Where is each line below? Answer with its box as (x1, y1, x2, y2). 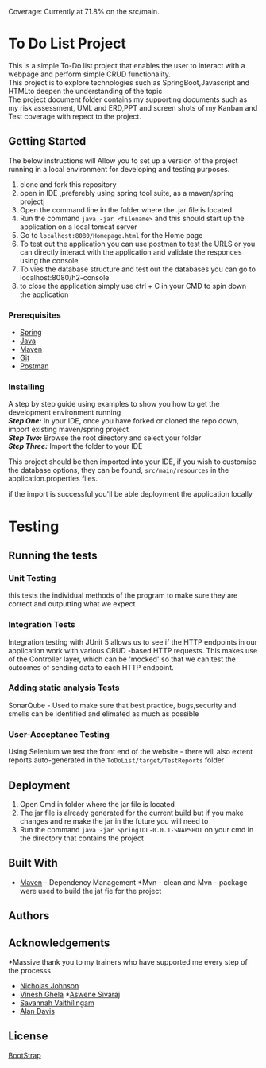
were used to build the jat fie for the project (19, 886, 162, 895)
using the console (19, 255, 79, 265)
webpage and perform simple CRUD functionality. (8, 69, 171, 79)
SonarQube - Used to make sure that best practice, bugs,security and (8, 700, 237, 710)
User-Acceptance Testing (8, 728, 110, 739)
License (8, 1030, 48, 1043)
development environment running (8, 407, 121, 417)
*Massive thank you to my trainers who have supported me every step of (8, 957, 248, 966)
